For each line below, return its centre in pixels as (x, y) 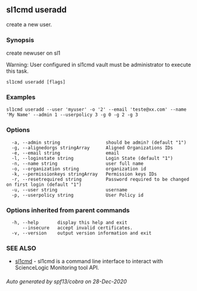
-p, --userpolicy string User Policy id (78, 195)
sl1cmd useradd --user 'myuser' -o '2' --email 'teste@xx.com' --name (96, 110)
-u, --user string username (70, 190)
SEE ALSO (21, 248)
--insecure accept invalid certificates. (77, 228)
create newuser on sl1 (33, 53)
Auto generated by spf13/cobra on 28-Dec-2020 (67, 281)
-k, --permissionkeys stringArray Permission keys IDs (84, 174)
